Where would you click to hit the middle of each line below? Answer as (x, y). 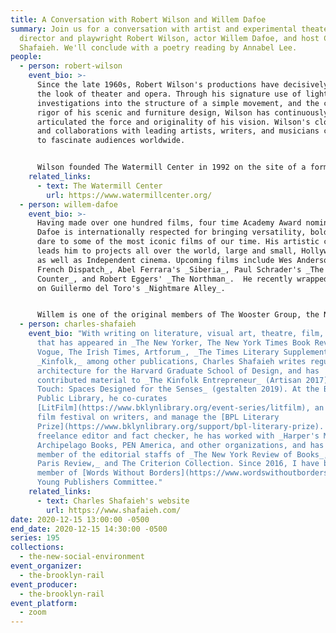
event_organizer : (46, 566)
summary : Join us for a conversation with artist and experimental (154, 29)
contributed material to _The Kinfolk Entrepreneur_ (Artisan (169, 380)
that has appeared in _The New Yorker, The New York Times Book (173, 343)
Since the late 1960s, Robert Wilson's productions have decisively (182, 85)
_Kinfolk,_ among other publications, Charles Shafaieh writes (171, 361)
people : (26, 57)
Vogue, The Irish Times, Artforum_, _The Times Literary (158, 352)
